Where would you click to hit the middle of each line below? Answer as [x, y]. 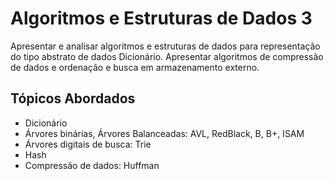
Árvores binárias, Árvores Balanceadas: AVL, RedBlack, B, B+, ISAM [164, 133]
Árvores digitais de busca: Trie [88, 144]
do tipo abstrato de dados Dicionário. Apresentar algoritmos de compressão [167, 56]
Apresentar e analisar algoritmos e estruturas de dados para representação [165, 46]
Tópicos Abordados [73, 98]
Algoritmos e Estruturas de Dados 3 [161, 18]
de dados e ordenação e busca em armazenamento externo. [135, 67]
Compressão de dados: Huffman [92, 165]
